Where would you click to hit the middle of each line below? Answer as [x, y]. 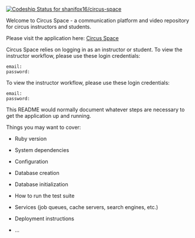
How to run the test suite [44, 196]
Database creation [37, 173]
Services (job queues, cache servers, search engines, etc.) [86, 207]
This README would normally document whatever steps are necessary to [95, 110]
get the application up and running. [49, 116]
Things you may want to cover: [44, 127]
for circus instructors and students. [49, 27]
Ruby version [31, 139]
